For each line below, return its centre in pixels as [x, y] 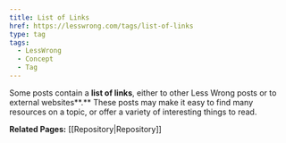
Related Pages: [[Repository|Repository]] [86, 129]
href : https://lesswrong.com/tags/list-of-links [101, 26]
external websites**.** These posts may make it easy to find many [131, 102]
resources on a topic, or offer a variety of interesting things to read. [133, 112]
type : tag [28, 34]
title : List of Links [50, 17]
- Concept [35, 59]
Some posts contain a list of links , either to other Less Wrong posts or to [143, 93]
